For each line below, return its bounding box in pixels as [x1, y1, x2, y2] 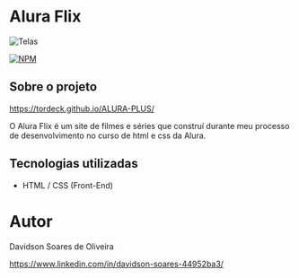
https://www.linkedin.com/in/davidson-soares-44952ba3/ [9, 258, 224, 269]
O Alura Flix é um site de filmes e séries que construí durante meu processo [9, 120, 290, 131]
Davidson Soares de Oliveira [9, 240, 114, 252]
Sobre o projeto [9, 79, 97, 95]
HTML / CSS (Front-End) [22, 179, 114, 190]
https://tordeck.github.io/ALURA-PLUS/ [9, 103, 154, 114]
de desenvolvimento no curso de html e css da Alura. [9, 130, 207, 141]
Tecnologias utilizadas [9, 156, 138, 171]
